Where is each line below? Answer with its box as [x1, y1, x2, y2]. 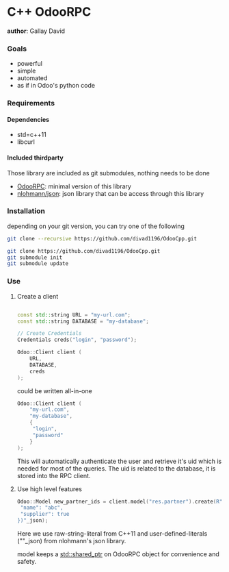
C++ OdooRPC [7, 4, 92, 20]
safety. [16, 558, 37, 566]
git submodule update [7, 260, 69, 267]
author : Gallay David [7, 27, 66, 35]
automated [16, 74, 48, 82]
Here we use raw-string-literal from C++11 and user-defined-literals [16, 530, 208, 538]
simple [16, 66, 36, 75]
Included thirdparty [7, 153, 64, 162]
